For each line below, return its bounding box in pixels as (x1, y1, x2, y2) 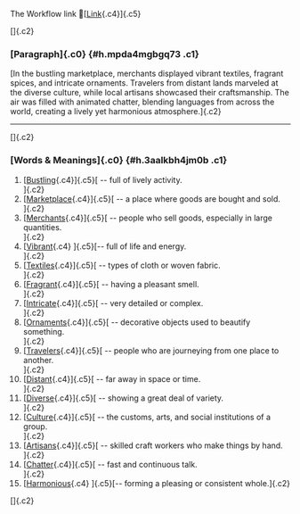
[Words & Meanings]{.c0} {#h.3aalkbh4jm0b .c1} (10, 154, 228, 167)
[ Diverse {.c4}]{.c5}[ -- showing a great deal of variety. (22, 393, 224, 403)
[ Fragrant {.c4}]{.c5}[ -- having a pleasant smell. (22, 278, 199, 289)
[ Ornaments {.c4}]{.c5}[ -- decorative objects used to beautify (22, 317, 251, 327)
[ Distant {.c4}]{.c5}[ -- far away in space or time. (22, 373, 201, 384)
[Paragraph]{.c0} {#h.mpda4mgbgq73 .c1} (10, 47, 199, 60)
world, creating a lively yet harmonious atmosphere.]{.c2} (10, 106, 222, 117)
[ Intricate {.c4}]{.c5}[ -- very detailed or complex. (22, 297, 204, 308)
